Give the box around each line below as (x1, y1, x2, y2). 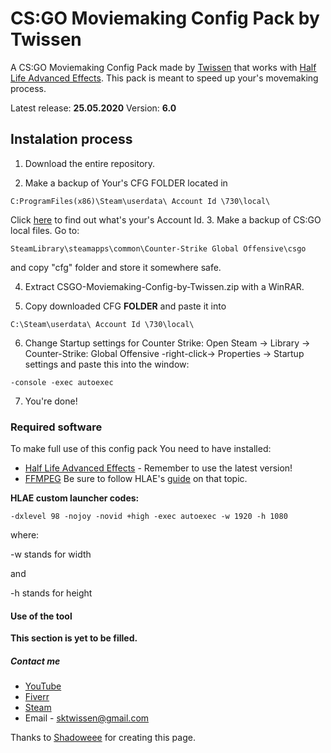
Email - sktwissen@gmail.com (24, 712, 150, 724)
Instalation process (10, 131, 133, 148)
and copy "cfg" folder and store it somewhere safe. (10, 261, 222, 273)
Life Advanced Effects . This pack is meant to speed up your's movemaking (10, 72, 319, 84)
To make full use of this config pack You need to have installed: (10, 443, 272, 455)
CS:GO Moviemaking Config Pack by (10, 7, 320, 30)
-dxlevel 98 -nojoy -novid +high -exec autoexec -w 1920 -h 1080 (10, 512, 288, 522)
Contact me (10, 655, 61, 667)
